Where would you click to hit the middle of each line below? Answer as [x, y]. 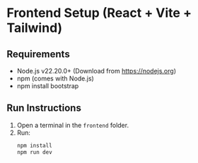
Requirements [38, 54]
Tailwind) [35, 28]
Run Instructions [44, 108]
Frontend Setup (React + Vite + [99, 13]
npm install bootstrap [48, 86]
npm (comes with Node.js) [56, 78]
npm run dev [34, 152]
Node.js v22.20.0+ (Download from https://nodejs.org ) [96, 71]
